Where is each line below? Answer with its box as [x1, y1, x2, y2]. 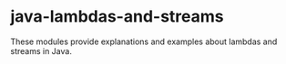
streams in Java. [10, 45, 72, 56]
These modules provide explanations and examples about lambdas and [10, 36, 278, 47]
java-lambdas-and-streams [10, 6, 224, 27]
